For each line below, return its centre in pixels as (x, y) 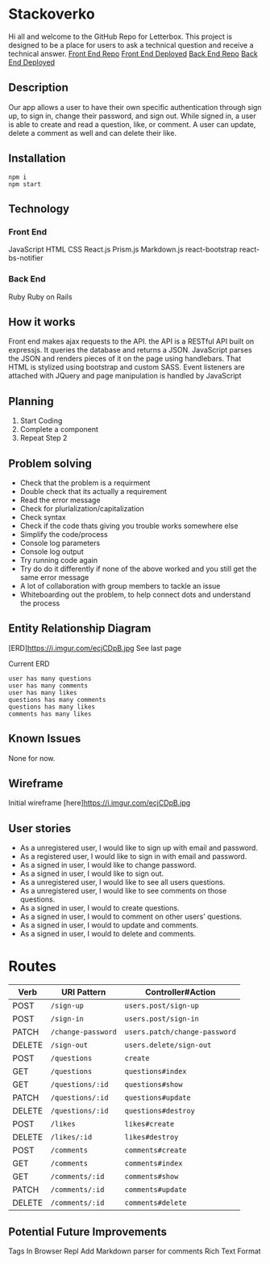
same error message (54, 577)
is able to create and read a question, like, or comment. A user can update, (132, 124)
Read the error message (60, 500)
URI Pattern (84, 992)
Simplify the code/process (64, 534)
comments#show (152, 1177)
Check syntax (43, 517)
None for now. (32, 758)
